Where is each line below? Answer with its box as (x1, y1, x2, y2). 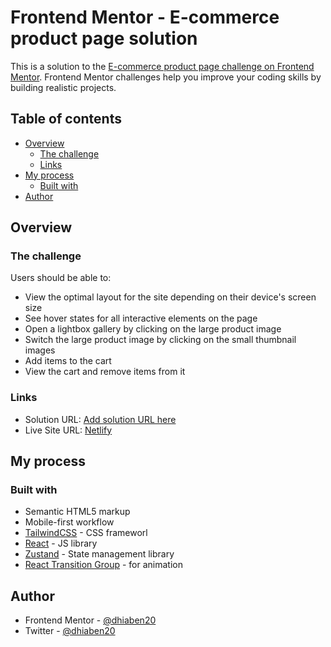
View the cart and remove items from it (24, 366, 186, 378)
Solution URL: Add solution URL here (24, 413, 177, 425)
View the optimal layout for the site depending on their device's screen (24, 291, 317, 303)
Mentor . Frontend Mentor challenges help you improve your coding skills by (10, 71, 322, 83)
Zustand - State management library (24, 548, 175, 560)
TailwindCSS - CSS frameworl (24, 527, 148, 539)
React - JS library (24, 537, 98, 550)
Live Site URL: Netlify (24, 424, 113, 436)
